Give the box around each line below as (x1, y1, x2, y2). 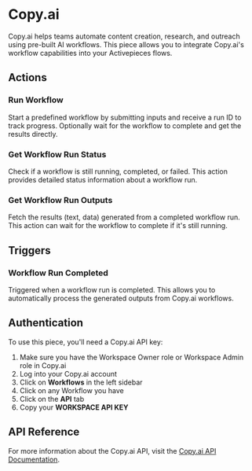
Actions (8, 71, 47, 84)
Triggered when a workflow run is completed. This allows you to (8, 285, 216, 294)
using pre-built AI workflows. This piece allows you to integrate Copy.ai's (8, 39, 245, 49)
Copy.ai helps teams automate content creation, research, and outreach (8, 31, 241, 41)
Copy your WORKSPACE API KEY (19, 403, 129, 412)
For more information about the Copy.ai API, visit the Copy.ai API (8, 446, 217, 455)
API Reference (8, 425, 80, 439)
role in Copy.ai (19, 360, 67, 370)
